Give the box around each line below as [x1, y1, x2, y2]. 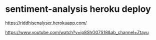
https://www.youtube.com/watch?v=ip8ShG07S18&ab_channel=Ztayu [5, 29, 149, 35]
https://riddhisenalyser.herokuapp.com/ [5, 20, 87, 26]
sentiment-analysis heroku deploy [5, 3, 151, 15]
